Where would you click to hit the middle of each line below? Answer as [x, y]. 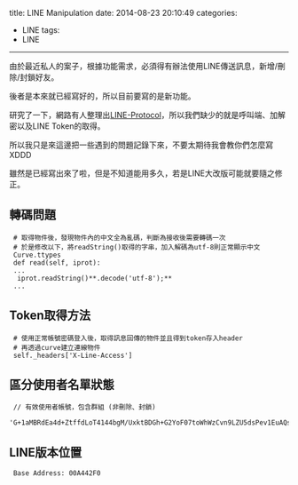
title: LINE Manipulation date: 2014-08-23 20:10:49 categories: [123, 13]
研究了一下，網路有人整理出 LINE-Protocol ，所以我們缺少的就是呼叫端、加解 [148, 115]
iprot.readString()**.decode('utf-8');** [95, 278]
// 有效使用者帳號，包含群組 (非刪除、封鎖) [85, 408]
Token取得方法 [50, 316]
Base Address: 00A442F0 [57, 473]
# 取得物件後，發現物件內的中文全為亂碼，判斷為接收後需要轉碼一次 [119, 238]
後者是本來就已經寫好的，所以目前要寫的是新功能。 [102, 96]
